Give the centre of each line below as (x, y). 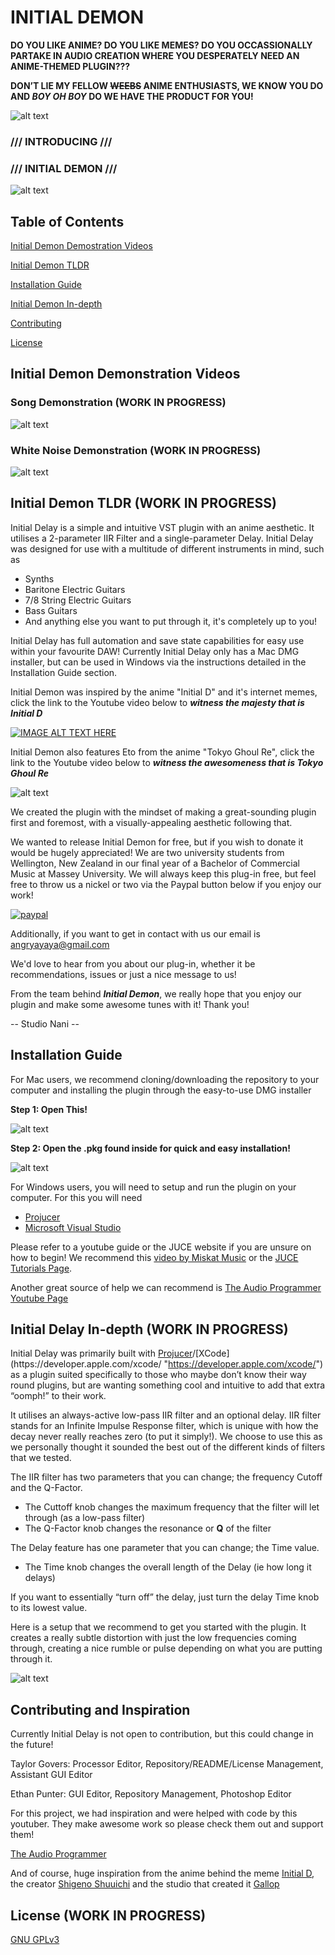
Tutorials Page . (41, 1268)
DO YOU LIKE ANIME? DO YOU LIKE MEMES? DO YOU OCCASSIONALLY (161, 45)
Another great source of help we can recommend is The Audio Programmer (166, 1287)
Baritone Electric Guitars (75, 589)
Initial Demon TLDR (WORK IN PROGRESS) (143, 503)
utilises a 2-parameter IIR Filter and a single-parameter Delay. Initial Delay (162, 538)
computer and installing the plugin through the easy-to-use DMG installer (161, 1090)
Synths (39, 578)
